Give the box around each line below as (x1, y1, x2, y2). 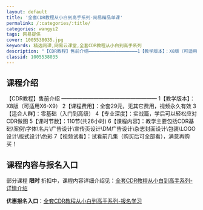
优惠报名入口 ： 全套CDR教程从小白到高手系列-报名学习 (6, 197, 142, 205)
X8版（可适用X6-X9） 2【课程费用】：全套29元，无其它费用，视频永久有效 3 (6, 102, 197, 110)
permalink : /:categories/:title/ (6, 20, 91, 26)
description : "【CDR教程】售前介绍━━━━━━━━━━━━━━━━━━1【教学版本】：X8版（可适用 (6, 48, 198, 54)
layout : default (6, 8, 47, 15)
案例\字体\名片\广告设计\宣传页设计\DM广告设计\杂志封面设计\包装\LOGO (13, 125, 196, 133)
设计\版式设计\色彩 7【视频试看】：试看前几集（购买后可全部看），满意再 (6, 133, 185, 140)
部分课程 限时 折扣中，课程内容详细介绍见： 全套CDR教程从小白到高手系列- (6, 177, 193, 185)
